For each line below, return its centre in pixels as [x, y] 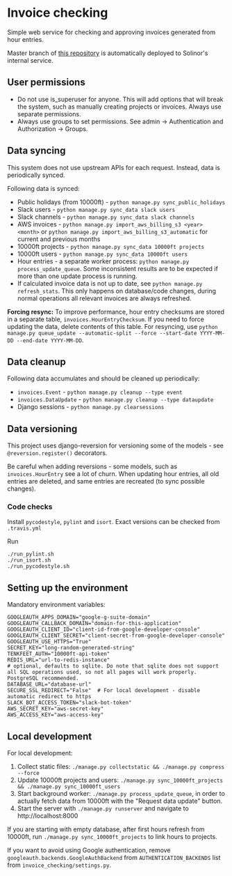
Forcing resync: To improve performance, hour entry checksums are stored [116, 312]
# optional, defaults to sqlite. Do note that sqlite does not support [113, 666]
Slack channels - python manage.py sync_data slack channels [106, 217]
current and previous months [59, 239]
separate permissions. [49, 114]
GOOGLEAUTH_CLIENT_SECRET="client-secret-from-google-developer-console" [116, 636]
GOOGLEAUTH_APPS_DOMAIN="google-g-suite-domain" [79, 617]
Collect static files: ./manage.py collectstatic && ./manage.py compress [121, 767]
